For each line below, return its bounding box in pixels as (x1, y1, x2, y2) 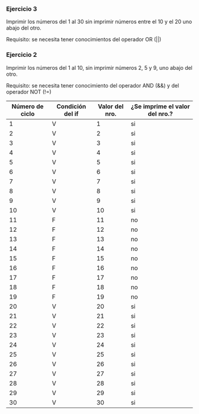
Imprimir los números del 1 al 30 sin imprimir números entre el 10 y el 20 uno (6, 18, 192, 25)
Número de (11, 102, 44, 111)
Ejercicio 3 (6, 5, 37, 13)
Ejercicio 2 (6, 51, 37, 59)
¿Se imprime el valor (130, 102, 190, 111)
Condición (56, 102, 86, 111)
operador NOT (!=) (6, 88, 52, 95)
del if (64, 109, 79, 118)
